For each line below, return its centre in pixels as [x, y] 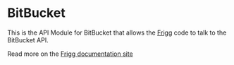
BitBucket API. [28, 40]
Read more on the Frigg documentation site [70, 54]
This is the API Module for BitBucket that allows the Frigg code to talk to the [117, 32]
